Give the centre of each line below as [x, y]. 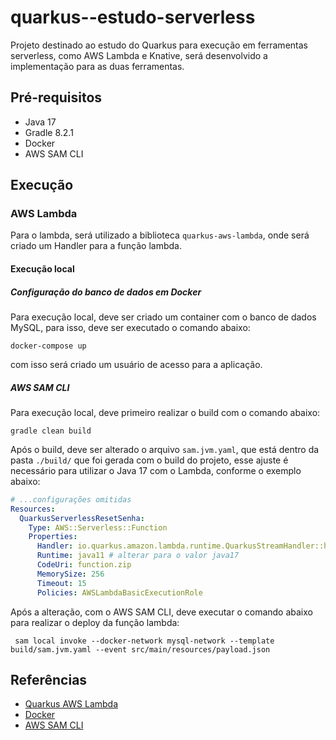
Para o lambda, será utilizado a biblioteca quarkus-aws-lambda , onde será [160, 235]
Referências [49, 679]
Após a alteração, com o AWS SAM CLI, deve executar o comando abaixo [161, 612]
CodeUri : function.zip [84, 565]
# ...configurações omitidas [71, 499]
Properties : [53, 537]
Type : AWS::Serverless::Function [98, 527]
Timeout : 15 [61, 583]
